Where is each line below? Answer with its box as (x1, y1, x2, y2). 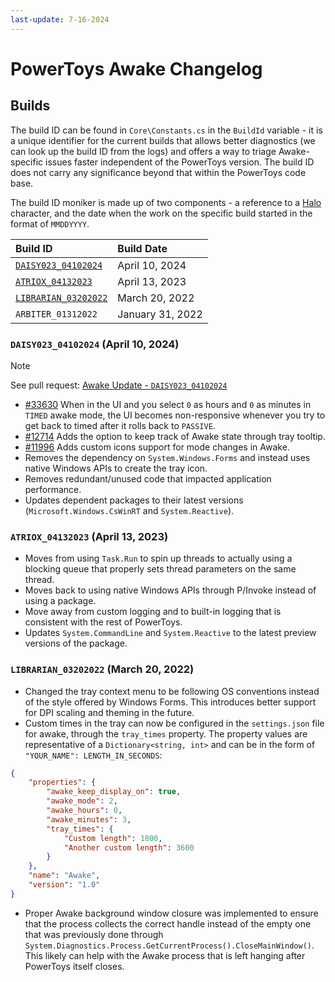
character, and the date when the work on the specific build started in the (10, 207, 313, 219)
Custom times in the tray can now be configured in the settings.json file (24, 717, 325, 729)
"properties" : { (28, 777, 97, 788)
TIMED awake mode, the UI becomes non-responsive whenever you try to (24, 409, 326, 421)
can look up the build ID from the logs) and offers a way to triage (10, 145, 277, 157)
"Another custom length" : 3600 (63, 842, 195, 853)
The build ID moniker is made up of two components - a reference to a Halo (10, 196, 322, 208)
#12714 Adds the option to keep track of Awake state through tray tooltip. (24, 430, 326, 442)
